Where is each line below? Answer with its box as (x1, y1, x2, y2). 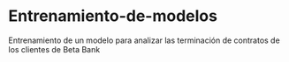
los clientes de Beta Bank (8, 44, 101, 54)
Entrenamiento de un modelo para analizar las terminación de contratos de (8, 35, 280, 45)
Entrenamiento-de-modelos (8, 6, 218, 26)
